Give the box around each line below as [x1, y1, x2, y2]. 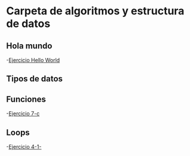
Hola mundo [6, 41, 53, 51]
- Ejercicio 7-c [6, 110, 40, 117]
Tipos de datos [6, 74, 63, 84]
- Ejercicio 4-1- [6, 143, 42, 151]
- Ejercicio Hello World [6, 57, 60, 63]
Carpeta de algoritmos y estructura [6, 4, 185, 18]
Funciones [6, 94, 47, 104]
